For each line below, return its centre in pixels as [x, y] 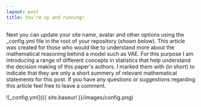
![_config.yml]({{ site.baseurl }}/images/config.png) [70, 97]
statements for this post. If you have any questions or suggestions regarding [101, 79]
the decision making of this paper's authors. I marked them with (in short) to [100, 66]
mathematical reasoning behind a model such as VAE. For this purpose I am [100, 53]
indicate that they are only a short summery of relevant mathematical [92, 73]
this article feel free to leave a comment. [56, 85]
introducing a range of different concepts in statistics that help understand [98, 60]
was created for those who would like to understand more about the [90, 47]
